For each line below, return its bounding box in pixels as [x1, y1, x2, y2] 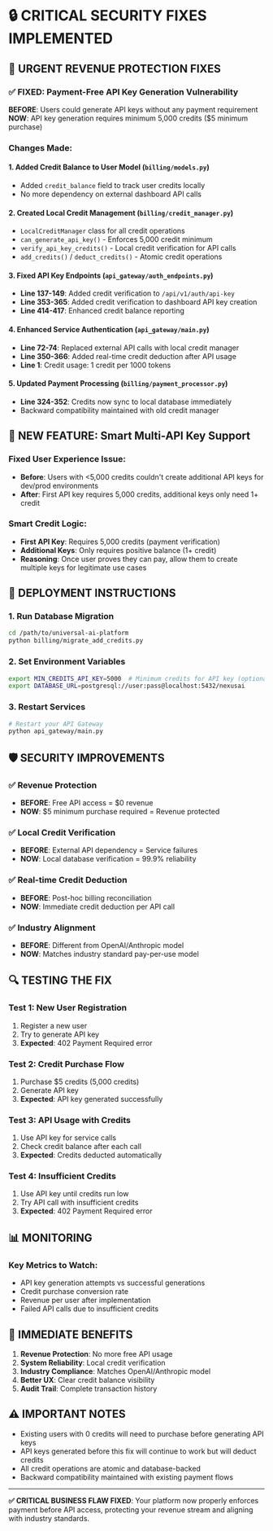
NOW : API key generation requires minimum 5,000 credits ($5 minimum [8, 113, 249, 123]
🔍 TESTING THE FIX [8, 974, 112, 988]
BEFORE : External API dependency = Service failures [19, 845, 198, 855]
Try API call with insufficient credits [19, 1198, 139, 1208]
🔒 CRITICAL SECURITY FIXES [8, 7, 207, 25]
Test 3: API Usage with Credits [8, 1114, 132, 1125]
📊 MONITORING [8, 1231, 93, 1244]
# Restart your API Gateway [8, 720, 104, 728]
